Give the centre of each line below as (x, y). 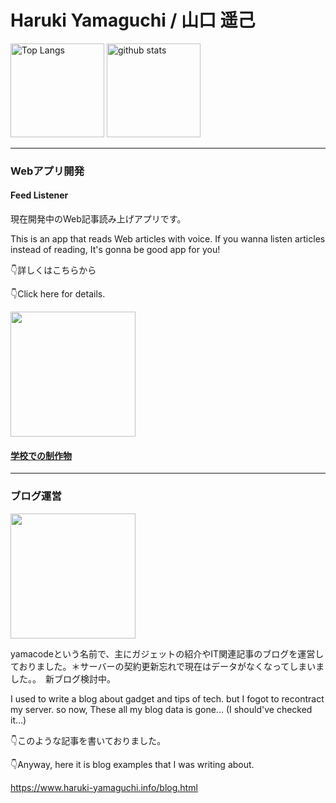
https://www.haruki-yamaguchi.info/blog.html (104, 787)
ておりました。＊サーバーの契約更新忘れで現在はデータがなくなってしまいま (167, 666)
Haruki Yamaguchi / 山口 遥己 (133, 20)
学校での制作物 (41, 455)
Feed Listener (39, 195)
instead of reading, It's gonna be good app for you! (115, 250)
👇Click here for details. (58, 294)
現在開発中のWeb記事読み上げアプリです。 (98, 219)
